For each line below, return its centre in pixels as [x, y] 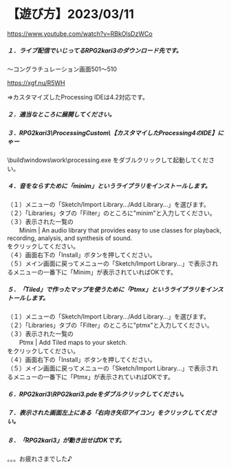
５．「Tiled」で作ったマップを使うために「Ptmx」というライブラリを [107, 289]
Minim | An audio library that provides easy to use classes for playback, [120, 230]
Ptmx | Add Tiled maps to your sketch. [73, 343]
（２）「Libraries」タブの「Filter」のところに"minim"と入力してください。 [112, 213]
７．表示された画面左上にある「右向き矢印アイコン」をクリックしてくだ [109, 413]
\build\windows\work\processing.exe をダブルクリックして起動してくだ [108, 160]
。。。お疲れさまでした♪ [40, 459]
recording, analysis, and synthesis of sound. [70, 238]
